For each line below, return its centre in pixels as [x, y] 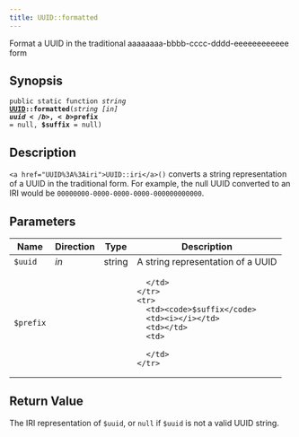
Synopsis [36, 81]
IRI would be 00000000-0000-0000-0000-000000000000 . [107, 193]
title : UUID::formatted [54, 17]
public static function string [68, 101]
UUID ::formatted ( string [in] [64, 109]
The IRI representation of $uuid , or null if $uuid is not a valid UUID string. [145, 423]
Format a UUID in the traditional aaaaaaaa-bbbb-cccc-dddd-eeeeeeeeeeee [149, 43]
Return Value [46, 402]
